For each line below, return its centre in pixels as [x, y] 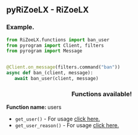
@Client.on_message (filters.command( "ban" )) [63, 67]
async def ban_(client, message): [50, 73]
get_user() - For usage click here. [57, 119]
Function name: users [34, 107]
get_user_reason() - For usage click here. [67, 125]
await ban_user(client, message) [56, 79]
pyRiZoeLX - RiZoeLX [48, 10]
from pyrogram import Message [44, 51]
